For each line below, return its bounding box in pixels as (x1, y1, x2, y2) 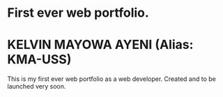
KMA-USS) (7, 52, 72, 68)
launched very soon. (7, 82, 66, 91)
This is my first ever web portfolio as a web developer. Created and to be (7, 75, 216, 83)
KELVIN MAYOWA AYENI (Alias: (7, 37, 194, 53)
